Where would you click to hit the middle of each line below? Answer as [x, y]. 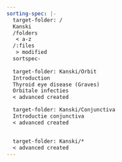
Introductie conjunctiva [49, 116]
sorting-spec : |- [32, 13]
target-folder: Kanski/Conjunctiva [64, 110]
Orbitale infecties [41, 91]
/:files [24, 46]
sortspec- [27, 59]
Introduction [32, 78]
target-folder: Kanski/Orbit [55, 71]
